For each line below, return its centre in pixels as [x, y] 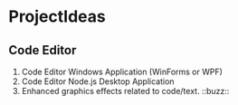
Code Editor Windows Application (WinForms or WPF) [122, 72]
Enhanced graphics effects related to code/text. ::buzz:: [125, 91]
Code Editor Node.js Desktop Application [98, 81]
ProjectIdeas [57, 17]
